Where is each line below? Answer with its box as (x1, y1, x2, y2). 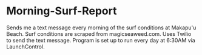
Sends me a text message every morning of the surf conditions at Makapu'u (6, 24, 197, 31)
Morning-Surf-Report (6, 4, 117, 18)
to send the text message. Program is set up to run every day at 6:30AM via (6, 36, 195, 44)
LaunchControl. (6, 43, 45, 50)
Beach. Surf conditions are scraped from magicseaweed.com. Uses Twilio (6, 30, 192, 37)
